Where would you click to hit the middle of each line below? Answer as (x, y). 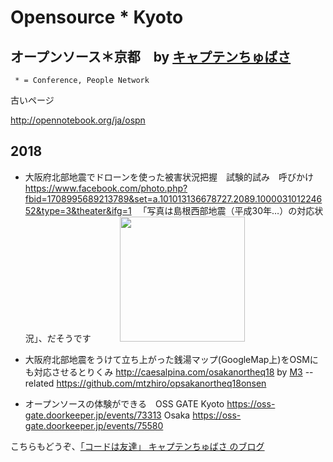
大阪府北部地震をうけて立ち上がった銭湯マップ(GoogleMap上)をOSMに (171, 359)
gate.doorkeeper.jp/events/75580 (94, 425)
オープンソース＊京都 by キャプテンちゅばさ (151, 56)
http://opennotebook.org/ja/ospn (78, 120)
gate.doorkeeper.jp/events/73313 (93, 415)
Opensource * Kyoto (97, 17)
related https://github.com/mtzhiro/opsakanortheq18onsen (145, 383)
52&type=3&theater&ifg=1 (78, 210)
